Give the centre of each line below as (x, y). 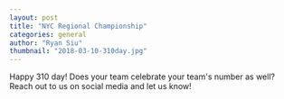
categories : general (48, 34)
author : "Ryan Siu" (46, 43)
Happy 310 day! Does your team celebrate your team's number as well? (142, 76)
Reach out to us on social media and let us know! (100, 86)
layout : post (34, 18)
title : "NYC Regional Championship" (78, 26)
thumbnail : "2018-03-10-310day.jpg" (78, 51)
